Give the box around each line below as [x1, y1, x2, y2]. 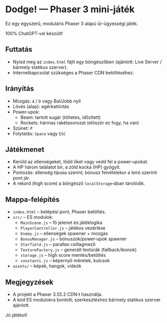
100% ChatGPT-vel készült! [5, 30, 63, 36]
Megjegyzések [5, 278, 54, 286]
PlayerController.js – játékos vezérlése [20, 225, 106, 231]
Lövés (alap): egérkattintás [12, 103, 69, 109]
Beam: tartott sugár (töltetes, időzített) [20, 114, 101, 120]
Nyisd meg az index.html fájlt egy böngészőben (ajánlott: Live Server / [12, 59, 162, 65]
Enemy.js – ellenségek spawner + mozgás [20, 231, 108, 237]
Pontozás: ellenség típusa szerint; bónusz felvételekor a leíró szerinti [12, 169, 157, 176]
